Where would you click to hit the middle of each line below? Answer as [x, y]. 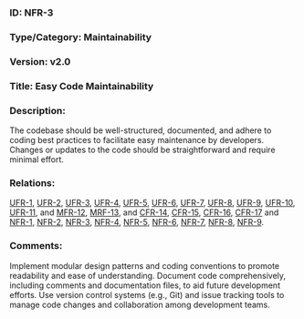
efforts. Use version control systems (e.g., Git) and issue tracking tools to [147, 294]
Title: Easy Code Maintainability [82, 86]
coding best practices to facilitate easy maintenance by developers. [137, 139]
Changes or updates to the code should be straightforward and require [142, 149]
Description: [37, 110]
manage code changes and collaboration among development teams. [140, 304]
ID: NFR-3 [31, 13]
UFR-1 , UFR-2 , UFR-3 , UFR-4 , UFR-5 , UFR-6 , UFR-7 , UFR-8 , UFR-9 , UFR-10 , [152, 203]
